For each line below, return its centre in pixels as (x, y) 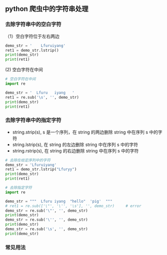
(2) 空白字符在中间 (24, 70)
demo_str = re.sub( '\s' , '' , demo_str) (47, 229)
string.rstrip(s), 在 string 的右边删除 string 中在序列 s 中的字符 (75, 150)
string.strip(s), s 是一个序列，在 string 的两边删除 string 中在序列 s (80, 132)
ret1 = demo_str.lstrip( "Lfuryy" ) (41, 169)
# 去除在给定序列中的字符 (28, 160)
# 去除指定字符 (19, 188)
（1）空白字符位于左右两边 (32, 36)
